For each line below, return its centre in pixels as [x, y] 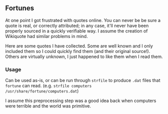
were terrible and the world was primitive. [48, 106]
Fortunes [20, 8]
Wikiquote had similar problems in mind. [47, 36]
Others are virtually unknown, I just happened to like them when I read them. [84, 56]
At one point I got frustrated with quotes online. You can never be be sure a [83, 20]
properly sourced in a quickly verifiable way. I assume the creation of [76, 31]
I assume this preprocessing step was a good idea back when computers [81, 101]
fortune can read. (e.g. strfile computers [48, 86]
